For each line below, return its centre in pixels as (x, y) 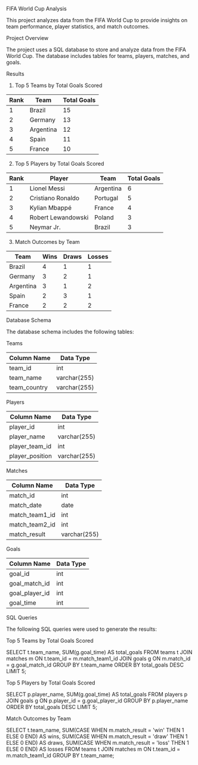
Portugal (106, 198)
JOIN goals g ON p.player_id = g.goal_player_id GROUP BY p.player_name (97, 701)
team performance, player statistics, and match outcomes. (78, 27)
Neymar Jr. (45, 227)
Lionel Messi (47, 188)
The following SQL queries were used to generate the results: (81, 629)
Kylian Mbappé (50, 208)
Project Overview (27, 38)
